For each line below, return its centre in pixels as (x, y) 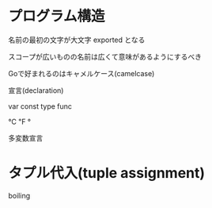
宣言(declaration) (36, 90)
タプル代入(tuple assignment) (107, 173)
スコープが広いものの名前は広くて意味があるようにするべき (105, 56)
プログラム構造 (57, 16)
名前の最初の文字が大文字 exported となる (77, 40)
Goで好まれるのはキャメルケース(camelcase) (81, 73)
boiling (19, 195)
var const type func (40, 106)
